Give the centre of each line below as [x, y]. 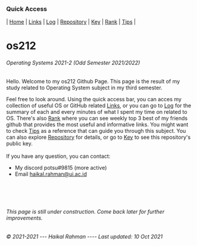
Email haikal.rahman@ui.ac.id [51, 174]
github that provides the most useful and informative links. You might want [97, 124]
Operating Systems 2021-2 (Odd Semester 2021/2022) [73, 63]
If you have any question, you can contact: [58, 156]
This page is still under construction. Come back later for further [85, 212]
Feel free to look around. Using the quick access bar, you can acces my [94, 99]
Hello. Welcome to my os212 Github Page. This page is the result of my [93, 81]
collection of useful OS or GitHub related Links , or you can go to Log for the [99, 105]
